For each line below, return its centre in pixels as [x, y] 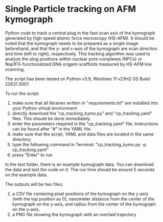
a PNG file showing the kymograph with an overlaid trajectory [74, 214]
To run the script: [23, 93]
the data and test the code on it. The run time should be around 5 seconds [80, 169]
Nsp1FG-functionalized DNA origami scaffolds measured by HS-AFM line [79, 64]
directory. [22, 139]
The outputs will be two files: [34, 184]
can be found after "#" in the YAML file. [52, 129]
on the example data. [26, 175]
